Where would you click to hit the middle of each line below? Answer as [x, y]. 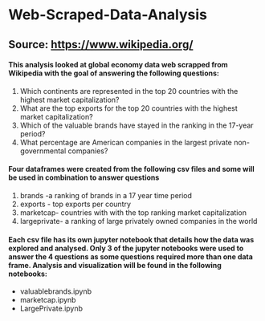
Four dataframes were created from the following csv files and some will [131, 169]
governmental [43, 151]
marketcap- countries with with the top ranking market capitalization [133, 212]
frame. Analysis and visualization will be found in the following [115, 265]
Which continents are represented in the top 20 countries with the [129, 91]
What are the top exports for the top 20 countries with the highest [129, 108]
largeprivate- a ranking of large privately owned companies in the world [139, 221]
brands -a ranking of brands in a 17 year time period [106, 195]
